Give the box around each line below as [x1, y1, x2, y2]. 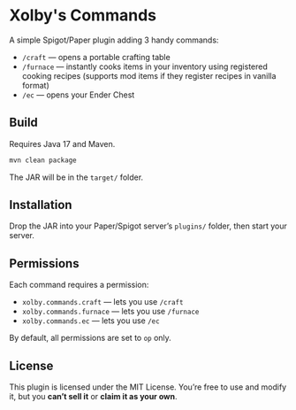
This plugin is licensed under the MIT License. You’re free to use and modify [9, 382, 287, 392]
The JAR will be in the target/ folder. [9, 172, 144, 182]
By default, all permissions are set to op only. [9, 333, 172, 344]
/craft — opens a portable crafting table [21, 51, 171, 62]
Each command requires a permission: [9, 280, 149, 290]
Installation [9, 197, 72, 213]
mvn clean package [9, 156, 77, 165]
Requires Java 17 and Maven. [9, 138, 116, 149]
